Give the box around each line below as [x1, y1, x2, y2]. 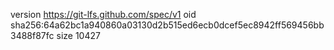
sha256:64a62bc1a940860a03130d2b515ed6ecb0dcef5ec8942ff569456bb [10, 19, 325, 31]
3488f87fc [10, 30, 55, 41]
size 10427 [56, 30, 101, 41]
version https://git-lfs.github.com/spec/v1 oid [10, 9, 197, 20]
